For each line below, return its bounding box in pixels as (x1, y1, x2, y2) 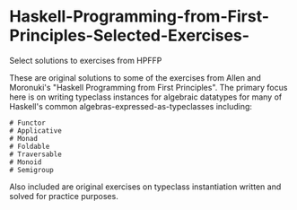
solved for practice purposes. (9, 190, 118, 201)
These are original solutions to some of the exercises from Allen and (9, 72, 262, 83)
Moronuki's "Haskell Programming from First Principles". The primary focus (9, 82, 288, 92)
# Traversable (9, 150, 63, 159)
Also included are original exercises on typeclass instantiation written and (9, 181, 282, 192)
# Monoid (9, 157, 42, 167)
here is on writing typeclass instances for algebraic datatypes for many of (9, 92, 283, 102)
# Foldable (9, 142, 50, 151)
